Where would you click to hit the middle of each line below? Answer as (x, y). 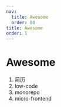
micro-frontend (33, 99)
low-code (26, 86)
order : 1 (17, 34)
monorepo (27, 92)
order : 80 (23, 22)
